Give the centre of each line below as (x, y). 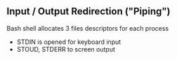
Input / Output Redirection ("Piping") (88, 12)
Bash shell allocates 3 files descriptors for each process (88, 28)
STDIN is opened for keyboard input (69, 42)
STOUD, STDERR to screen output (66, 49)
